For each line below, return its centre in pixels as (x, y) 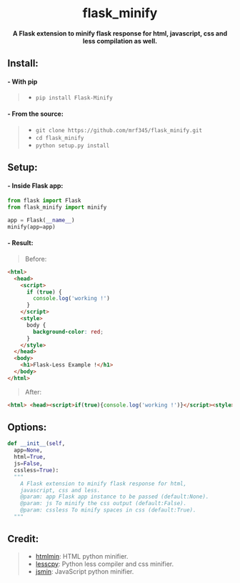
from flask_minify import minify (57, 208)
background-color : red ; (68, 332)
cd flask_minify (60, 138)
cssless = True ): (36, 470)
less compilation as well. (120, 41)
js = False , (28, 464)
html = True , (30, 457)
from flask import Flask (44, 201)
